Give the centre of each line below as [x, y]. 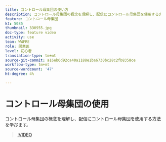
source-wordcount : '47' [30, 70]
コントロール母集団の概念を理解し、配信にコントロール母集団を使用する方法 [83, 118]
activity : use [20, 37]
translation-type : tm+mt [31, 55]
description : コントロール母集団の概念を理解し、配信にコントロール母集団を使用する [82, 14]
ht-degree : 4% [20, 74]
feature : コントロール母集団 [32, 19]
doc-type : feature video [31, 33]
